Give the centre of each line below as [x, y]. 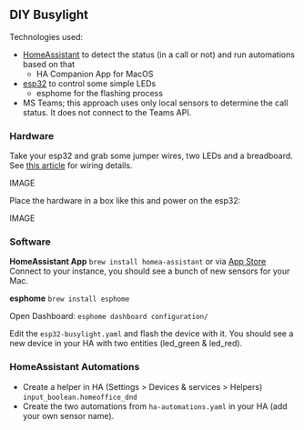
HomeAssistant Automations [75, 367]
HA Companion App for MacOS [95, 74]
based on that [49, 64]
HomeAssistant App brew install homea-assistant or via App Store [138, 262]
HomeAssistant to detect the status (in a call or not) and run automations [159, 55]
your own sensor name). [68, 415]
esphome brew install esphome [70, 298]
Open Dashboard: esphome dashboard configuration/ [109, 316]
